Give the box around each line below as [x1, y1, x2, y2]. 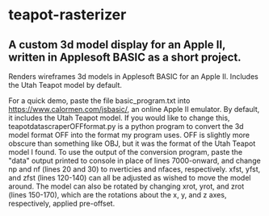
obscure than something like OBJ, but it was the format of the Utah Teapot [8, 139, 256, 148]
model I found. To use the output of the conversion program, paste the [8, 147, 243, 156]
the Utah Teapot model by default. [8, 81, 123, 89]
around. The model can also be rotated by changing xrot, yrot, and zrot [8, 181, 245, 191]
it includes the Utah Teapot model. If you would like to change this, [8, 113, 230, 123]
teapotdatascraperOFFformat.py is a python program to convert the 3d [8, 122, 244, 131]
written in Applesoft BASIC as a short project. [8, 50, 242, 64]
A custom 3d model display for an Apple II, [8, 38, 226, 52]
